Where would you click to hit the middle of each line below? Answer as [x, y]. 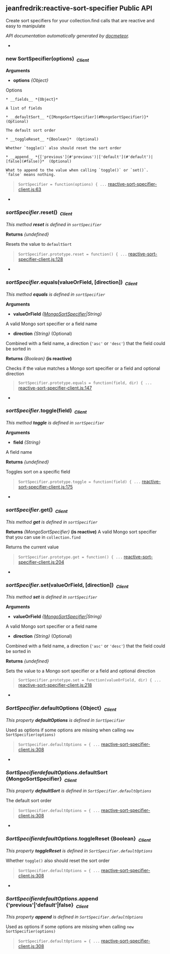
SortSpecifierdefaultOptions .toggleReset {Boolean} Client [78, 839]
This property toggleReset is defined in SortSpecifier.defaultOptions [79, 851]
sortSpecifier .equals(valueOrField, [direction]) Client [72, 283]
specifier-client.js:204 [41, 562]
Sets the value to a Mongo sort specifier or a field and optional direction [81, 671]
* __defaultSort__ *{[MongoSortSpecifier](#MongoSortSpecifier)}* [77, 117]
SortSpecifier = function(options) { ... [62, 185]
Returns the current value [32, 547]
